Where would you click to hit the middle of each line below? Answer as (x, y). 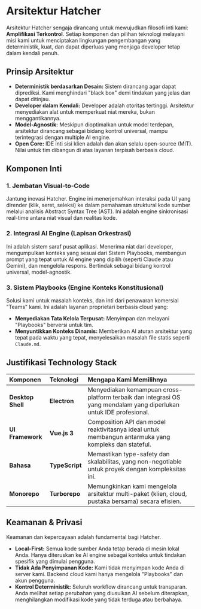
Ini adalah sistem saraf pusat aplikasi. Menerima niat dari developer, (90, 246)
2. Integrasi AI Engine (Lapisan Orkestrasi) (69, 234)
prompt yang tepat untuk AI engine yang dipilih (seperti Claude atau (90, 259)
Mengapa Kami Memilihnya (127, 380)
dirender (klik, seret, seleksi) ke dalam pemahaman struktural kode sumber (98, 205)
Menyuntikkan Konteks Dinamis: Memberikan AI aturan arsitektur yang (103, 331)
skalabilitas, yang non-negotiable (135, 461)
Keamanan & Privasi (44, 522)
